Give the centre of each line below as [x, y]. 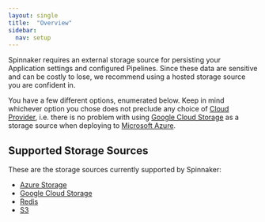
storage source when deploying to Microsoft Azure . [92, 126]
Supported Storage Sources [78, 151]
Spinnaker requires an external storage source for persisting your [115, 60]
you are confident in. [42, 85]
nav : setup [33, 38]
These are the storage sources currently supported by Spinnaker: [115, 170]
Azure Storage [43, 185]
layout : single [33, 15]
